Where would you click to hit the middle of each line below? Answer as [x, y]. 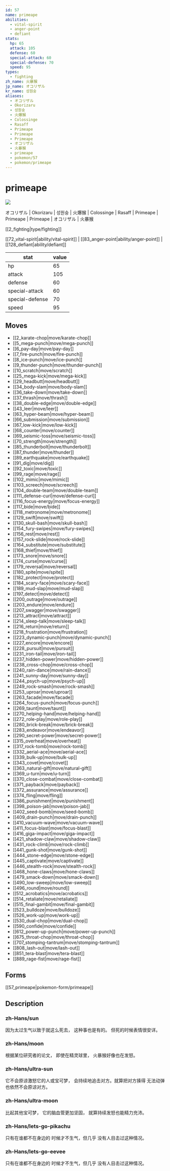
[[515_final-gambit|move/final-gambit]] [54, 904]
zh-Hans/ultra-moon [32, 1101]
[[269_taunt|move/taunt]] [39, 709]
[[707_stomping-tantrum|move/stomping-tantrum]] [66, 943]
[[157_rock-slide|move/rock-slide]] [49, 539]
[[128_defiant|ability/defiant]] [36, 245]
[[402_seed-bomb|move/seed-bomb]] [53, 812]
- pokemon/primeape [31, 163]
